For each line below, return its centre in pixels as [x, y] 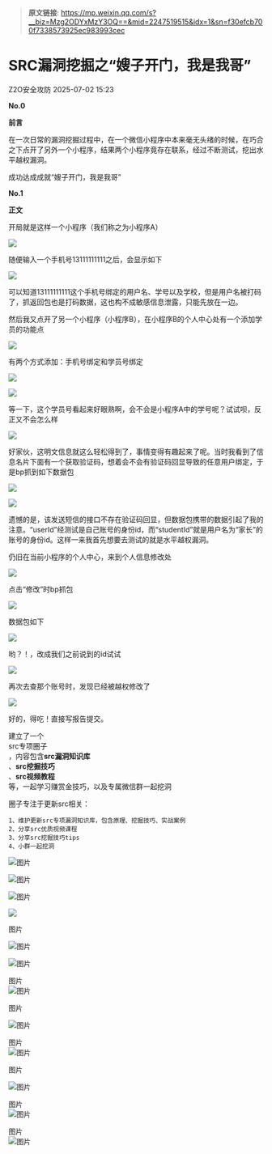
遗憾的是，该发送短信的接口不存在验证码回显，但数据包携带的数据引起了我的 [136, 519]
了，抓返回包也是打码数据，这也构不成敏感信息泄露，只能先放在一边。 [125, 302]
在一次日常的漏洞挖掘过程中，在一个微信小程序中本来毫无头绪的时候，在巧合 [136, 139]
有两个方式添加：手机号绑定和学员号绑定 [76, 361]
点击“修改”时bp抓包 [41, 589]
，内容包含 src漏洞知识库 [49, 756]
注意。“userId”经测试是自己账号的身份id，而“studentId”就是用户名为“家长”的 [136, 529]
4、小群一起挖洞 [32, 846]
